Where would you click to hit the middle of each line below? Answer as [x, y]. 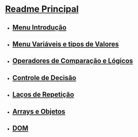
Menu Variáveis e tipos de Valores [66, 44]
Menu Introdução [39, 27]
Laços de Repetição [43, 95]
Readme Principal [42, 9]
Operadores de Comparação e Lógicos [72, 61]
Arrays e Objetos [39, 112]
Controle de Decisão [44, 78]
